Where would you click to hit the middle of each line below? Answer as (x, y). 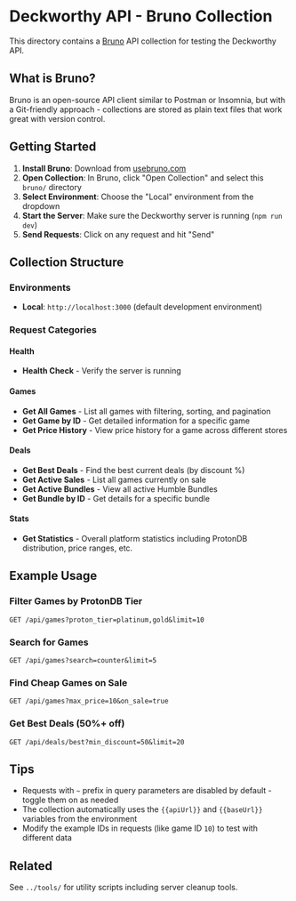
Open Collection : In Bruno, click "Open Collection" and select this (143, 177)
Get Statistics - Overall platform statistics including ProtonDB (135, 538)
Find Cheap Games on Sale (68, 682)
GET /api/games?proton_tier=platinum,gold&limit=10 (107, 620)
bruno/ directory (52, 187)
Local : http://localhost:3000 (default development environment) (142, 307)
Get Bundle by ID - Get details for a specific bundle (116, 498)
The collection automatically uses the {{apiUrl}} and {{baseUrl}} (142, 809)
